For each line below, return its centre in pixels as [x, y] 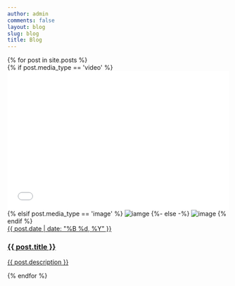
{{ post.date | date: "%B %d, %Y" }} [59, 229]
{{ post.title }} [32, 247]
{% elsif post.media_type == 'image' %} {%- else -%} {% [117, 214]
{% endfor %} [27, 276]
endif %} [20, 221]
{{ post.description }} [38, 262]
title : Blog [25, 40]
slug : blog [23, 33]
